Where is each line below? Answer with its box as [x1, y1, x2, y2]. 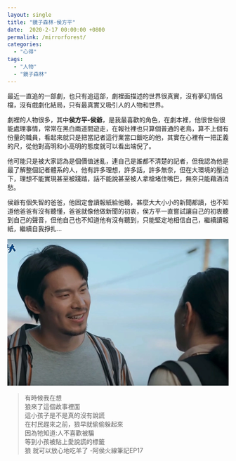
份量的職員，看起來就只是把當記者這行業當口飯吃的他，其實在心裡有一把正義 [7, 133, 229, 141]
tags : [7, 56, 23, 63]
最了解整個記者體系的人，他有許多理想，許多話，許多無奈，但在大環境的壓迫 [7, 165, 229, 174]
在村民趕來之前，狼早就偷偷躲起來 [24, 420, 124, 428]
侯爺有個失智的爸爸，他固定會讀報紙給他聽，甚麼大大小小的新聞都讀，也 [7, 197, 216, 207]
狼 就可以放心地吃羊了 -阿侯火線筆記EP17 [24, 446, 144, 455]
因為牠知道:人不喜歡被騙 [24, 429, 95, 437]
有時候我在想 [24, 394, 62, 402]
